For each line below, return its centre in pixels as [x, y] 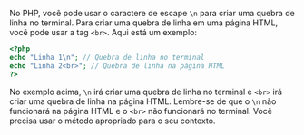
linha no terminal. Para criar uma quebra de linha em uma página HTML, [144, 23]
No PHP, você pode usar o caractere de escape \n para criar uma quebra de [152, 13]
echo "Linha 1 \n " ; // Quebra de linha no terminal [107, 57]
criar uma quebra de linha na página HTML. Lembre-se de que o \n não [143, 101]
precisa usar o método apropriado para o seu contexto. [113, 121]
